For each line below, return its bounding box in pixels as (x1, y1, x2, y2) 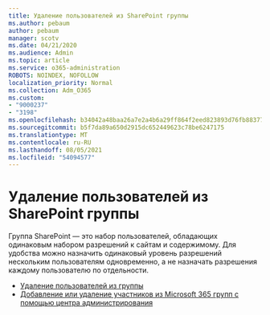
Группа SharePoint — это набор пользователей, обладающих (8, 232, 219, 241)
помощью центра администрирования (19, 298, 153, 308)
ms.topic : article (8, 57, 70, 65)
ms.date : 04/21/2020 (8, 42, 78, 50)
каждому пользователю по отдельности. (8, 265, 149, 275)
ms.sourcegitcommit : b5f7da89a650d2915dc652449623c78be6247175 (8, 123, 225, 131)
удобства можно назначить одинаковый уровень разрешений (8, 248, 223, 258)
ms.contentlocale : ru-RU (8, 138, 92, 147)
